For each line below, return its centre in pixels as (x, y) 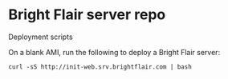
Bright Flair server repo (87, 15)
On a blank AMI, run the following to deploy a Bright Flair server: (114, 52)
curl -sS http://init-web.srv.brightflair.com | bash (100, 67)
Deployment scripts (41, 37)
